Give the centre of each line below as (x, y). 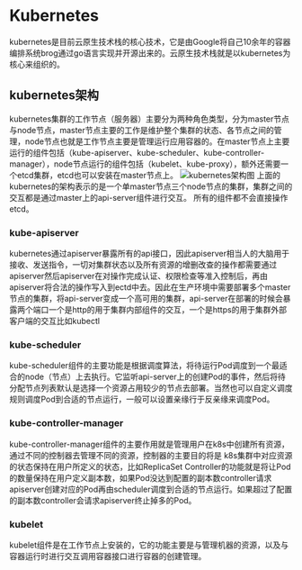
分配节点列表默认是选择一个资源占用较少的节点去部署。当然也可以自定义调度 (151, 388)
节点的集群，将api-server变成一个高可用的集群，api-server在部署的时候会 (146, 299)
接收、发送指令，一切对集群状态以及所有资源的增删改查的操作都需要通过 (143, 265)
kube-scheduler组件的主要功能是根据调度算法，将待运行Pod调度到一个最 (145, 366)
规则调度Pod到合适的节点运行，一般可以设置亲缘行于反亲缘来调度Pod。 (142, 399)
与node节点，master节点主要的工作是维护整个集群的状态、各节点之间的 (142, 130)
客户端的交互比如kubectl (55, 321)
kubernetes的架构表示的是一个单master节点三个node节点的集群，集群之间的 (151, 186)
